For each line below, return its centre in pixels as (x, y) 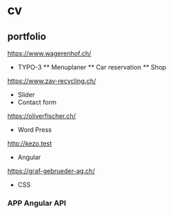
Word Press (34, 129)
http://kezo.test (29, 143)
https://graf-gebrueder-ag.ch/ (51, 171)
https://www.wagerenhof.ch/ (49, 53)
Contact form (37, 102)
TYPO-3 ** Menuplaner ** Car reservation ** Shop (92, 67)
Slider (26, 95)
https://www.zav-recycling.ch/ (52, 81)
